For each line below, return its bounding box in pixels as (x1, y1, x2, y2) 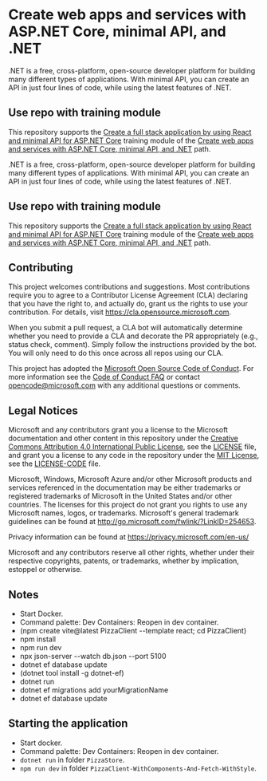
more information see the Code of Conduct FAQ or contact (8, 373, 201, 382)
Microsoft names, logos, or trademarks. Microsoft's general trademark (8, 508, 239, 518)
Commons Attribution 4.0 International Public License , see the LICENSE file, (8, 442, 257, 452)
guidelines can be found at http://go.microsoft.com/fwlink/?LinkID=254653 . (8, 517, 257, 527)
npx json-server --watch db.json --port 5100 (19, 652, 167, 661)
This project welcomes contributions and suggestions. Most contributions (8, 282, 250, 292)
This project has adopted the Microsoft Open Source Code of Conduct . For (8, 364, 254, 373)
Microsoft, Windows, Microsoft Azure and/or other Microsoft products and (8, 475, 253, 484)
